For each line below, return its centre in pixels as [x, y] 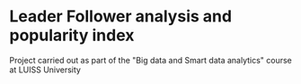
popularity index [72, 35]
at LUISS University [45, 70]
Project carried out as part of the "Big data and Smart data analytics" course [150, 60]
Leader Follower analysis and [120, 17]
